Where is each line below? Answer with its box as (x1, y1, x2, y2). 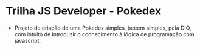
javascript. (14, 37, 41, 44)
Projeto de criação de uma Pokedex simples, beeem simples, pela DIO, (14, 24, 192, 31)
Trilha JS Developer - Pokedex (5, 4, 162, 18)
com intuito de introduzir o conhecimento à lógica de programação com (14, 30, 195, 37)
